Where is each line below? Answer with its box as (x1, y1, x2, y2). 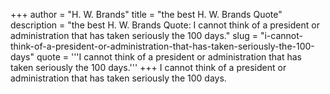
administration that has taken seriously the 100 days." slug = (10, 30, 258, 41)
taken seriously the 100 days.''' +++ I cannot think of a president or (10, 62, 287, 73)
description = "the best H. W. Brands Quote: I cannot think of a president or (10, 19, 320, 31)
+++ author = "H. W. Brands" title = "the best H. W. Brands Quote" (10, 9, 283, 20)
